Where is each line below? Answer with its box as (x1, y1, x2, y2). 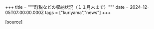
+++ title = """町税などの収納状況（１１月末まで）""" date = (5, 4, 129, 10)
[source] (5, 19, 23, 25)
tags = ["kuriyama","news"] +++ (44, 10, 111, 15)
